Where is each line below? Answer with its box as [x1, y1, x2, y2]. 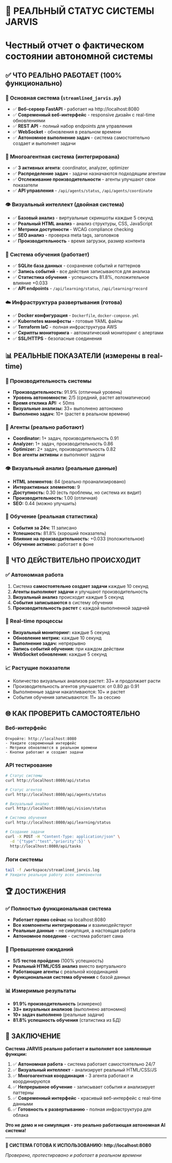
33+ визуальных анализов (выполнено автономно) [12, 1006, 126, 1012]
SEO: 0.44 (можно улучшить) [12, 500, 77, 506]
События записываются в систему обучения [12, 599, 113, 605]
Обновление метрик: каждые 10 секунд [12, 635, 102, 641]
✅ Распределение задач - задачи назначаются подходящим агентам [12, 170, 166, 177]
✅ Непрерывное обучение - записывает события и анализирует [12, 1083, 155, 1090]
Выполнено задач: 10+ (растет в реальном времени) [12, 411, 130, 417]
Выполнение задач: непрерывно [12, 640, 86, 646]
